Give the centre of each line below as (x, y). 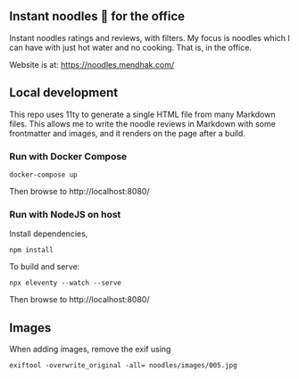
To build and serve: (45, 267)
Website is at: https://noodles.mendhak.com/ (92, 64)
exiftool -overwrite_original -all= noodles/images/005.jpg (124, 366)
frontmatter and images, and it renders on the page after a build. (127, 133)
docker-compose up (43, 175)
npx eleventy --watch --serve (66, 283)
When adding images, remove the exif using (90, 350)
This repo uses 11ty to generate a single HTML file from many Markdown (142, 114)
